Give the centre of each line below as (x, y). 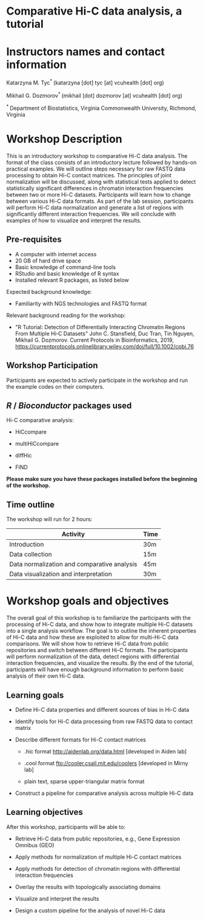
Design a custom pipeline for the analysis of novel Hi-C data (90, 910)
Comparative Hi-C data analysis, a (94, 11)
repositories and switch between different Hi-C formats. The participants (97, 650)
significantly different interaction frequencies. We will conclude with (91, 214)
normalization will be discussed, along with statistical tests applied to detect (101, 182)
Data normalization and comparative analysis (73, 564)
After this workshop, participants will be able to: (66, 826)
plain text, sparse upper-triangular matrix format (84, 782)
